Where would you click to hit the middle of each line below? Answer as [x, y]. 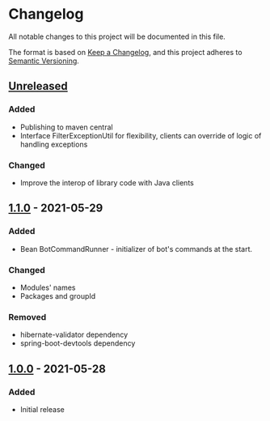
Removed [27, 317]
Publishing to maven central [66, 127]
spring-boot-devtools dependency [78, 343]
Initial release [42, 409]
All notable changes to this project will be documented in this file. [117, 36]
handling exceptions [54, 144]
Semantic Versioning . [44, 61]
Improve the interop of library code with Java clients [107, 182]
